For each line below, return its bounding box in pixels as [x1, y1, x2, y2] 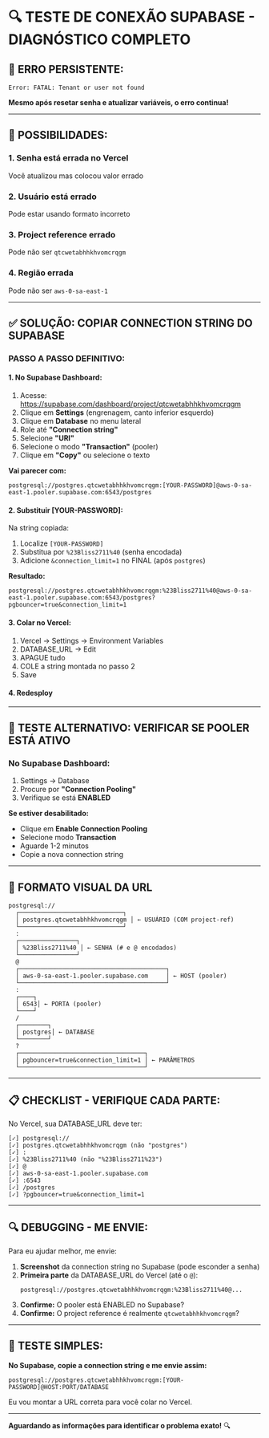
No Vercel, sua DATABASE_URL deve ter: [8, 1119, 143, 1129]
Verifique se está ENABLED [19, 793, 111, 802]
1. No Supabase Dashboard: [8, 372, 102, 383]
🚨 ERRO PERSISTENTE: [8, 63, 124, 76]
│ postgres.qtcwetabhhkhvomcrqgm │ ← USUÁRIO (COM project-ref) [15, 916, 235, 924]
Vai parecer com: [8, 466, 66, 476]
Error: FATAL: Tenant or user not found [8, 83, 146, 91]
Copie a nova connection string [19, 850, 124, 859]
